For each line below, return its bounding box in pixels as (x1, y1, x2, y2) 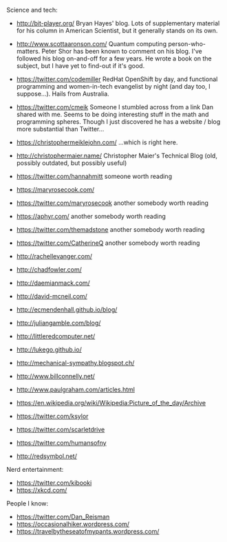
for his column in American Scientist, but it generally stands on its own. (16, 27, 218, 34)
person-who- (167, 40, 206, 47)
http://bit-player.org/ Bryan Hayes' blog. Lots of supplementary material (16, 19, 220, 27)
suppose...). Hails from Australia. (16, 89, 109, 98)
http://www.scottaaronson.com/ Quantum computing (16, 40, 166, 47)
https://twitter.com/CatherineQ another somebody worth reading (16, 239, 200, 247)
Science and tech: (6, 6, 58, 14)
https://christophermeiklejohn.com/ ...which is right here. (16, 138, 178, 147)
